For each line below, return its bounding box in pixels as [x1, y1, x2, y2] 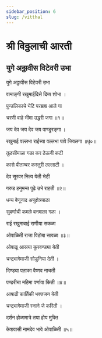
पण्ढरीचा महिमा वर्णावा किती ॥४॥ [6, 279, 66, 286]
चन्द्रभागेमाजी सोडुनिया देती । [6, 255, 59, 262]
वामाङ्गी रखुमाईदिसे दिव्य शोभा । [6, 91, 66, 98]
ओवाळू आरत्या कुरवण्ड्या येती [6, 243, 59, 250]
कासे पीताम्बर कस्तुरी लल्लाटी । [6, 161, 65, 168]
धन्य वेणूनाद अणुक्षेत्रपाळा [6, 196, 50, 203]
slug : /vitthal [6, 14, 43, 20]
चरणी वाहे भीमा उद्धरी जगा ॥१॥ [6, 114, 64, 121]
